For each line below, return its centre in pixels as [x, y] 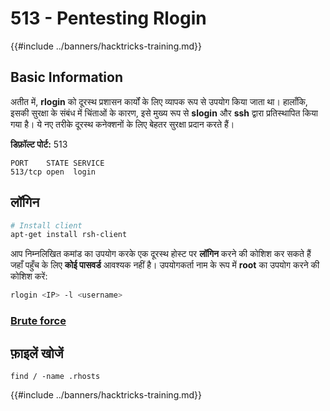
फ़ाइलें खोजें [37, 353]
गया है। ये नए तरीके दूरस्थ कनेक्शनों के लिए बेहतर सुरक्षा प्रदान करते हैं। [122, 124]
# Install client [46, 225]
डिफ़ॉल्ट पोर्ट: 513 [39, 144]
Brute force [38, 321]
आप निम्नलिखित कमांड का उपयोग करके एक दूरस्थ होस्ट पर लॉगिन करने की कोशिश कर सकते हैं [161, 254]
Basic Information [67, 77]
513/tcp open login [53, 172]
